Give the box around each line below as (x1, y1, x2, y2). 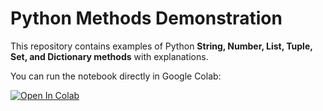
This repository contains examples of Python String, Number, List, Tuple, (10, 40, 313, 52)
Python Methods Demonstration (10, 7, 283, 30)
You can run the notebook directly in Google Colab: (10, 70, 222, 82)
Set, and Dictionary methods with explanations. (10, 50, 209, 62)
